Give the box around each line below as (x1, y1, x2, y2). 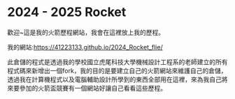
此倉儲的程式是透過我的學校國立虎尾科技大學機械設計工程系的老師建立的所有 (7, 57, 228, 66)
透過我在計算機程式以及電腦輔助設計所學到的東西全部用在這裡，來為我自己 (7, 75, 222, 84)
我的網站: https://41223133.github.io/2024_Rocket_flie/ (7, 43, 163, 51)
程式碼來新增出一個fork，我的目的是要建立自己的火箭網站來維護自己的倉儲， (7, 66, 227, 75)
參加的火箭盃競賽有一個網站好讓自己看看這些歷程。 (19, 84, 166, 92)
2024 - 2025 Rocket (7, 4, 127, 20)
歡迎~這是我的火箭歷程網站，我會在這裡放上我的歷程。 (7, 28, 165, 36)
